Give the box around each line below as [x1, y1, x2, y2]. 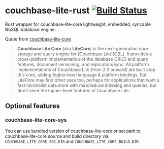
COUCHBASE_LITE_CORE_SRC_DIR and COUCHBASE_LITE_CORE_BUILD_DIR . [5, 138, 140, 144]
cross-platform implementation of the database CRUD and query [17, 56, 149, 62]
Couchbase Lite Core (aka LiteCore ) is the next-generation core [17, 45, 149, 51]
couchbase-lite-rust [5, 5, 90, 16]
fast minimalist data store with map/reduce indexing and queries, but [17, 82, 157, 88]
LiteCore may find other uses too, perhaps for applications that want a [17, 77, 160, 83]
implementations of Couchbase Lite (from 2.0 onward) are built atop [17, 67, 156, 73]
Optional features [5, 102, 60, 111]
